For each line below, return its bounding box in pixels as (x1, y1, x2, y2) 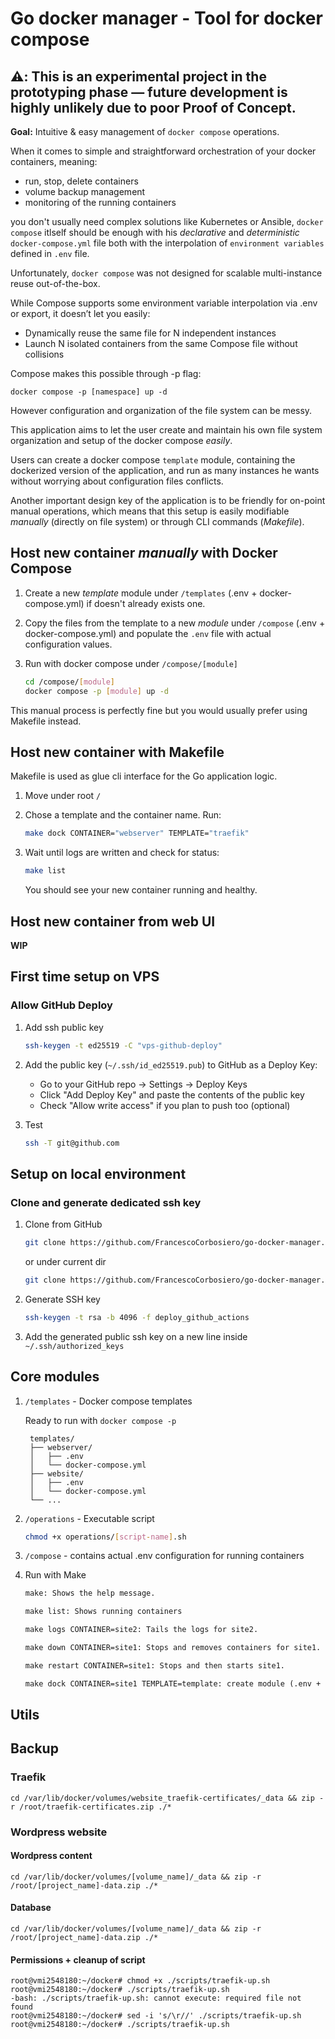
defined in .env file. (10, 248, 90, 259)
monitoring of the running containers (24, 197, 177, 208)
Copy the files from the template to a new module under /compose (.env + (24, 617, 326, 629)
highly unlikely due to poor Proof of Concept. (10, 99, 297, 116)
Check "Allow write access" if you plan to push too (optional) (39, 1099, 291, 1111)
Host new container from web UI (10, 913, 216, 930)
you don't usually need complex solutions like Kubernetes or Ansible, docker (10, 216, 324, 227)
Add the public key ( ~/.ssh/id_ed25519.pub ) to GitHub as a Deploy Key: (24, 1058, 318, 1071)
